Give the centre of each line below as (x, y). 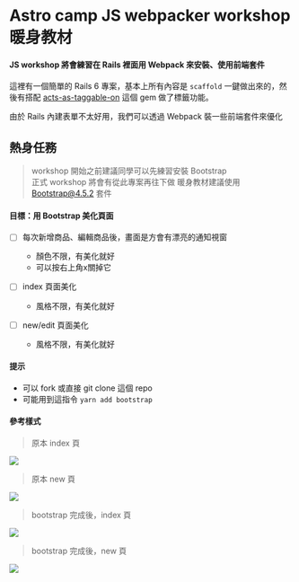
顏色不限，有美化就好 (75, 256)
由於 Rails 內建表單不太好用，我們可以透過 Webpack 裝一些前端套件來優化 (146, 117)
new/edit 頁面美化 (56, 325)
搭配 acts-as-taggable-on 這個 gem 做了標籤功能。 (119, 97)
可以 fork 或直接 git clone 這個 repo (87, 388)
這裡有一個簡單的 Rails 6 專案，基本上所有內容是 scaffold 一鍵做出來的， (145, 86)
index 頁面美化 (49, 287)
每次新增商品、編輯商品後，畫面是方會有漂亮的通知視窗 (124, 237)
